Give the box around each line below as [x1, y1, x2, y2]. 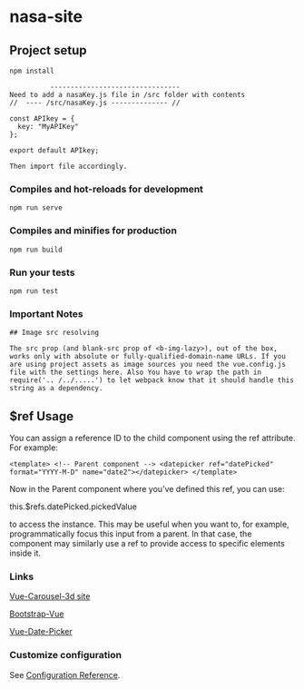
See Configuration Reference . [9, 669, 121, 680]
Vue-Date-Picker [9, 626, 73, 637]
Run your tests [9, 266, 75, 279]
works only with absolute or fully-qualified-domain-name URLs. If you [9, 352, 286, 361]
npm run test [9, 286, 59, 296]
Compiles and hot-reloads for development [9, 182, 204, 195]
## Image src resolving [9, 329, 100, 338]
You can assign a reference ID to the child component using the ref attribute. [9, 433, 296, 443]
